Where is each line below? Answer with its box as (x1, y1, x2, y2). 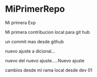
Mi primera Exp (5, 20, 36, 26)
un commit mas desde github (5, 38, 64, 45)
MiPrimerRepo (5, 3, 65, 15)
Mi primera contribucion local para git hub (5, 29, 90, 35)
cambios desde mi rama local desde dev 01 (5, 67, 93, 73)
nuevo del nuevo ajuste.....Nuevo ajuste (5, 57, 85, 63)
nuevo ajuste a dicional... (5, 48, 55, 54)
